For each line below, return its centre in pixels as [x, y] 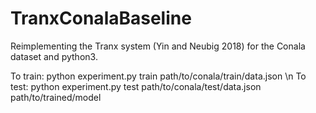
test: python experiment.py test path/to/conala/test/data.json [136, 86]
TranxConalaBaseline [101, 18]
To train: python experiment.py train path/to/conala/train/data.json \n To [158, 76]
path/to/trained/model [56, 97]
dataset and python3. [54, 56]
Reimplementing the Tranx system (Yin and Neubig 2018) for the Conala [158, 46]
